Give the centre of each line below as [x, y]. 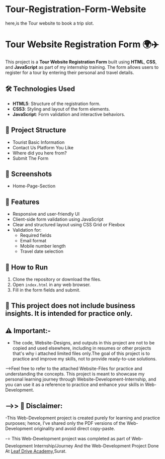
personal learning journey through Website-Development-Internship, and [81, 379]
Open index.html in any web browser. [52, 285]
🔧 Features [22, 202]
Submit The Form [30, 158]
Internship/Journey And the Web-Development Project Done [96, 445]
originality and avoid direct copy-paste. [74, 428]
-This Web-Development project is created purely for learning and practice [82, 418]
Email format [33, 241]
